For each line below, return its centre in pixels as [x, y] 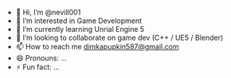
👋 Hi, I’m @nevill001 [48, 12]
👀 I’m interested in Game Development [78, 21]
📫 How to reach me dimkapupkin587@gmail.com [97, 47]
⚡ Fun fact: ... [37, 67]
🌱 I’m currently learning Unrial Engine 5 [80, 29]
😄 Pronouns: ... [41, 58]
